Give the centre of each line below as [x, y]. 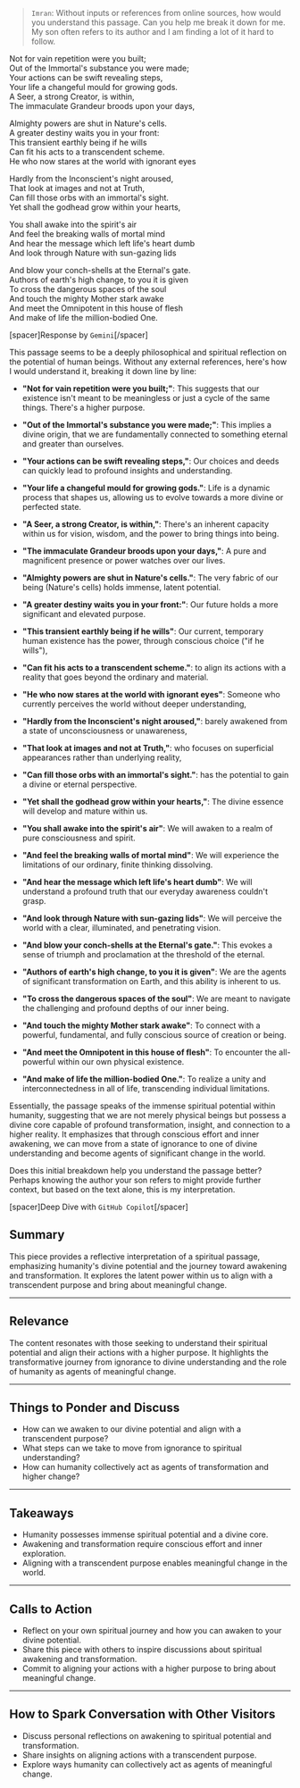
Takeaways [42, 1513]
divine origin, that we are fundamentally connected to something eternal [155, 434]
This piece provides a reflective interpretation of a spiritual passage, [135, 1256]
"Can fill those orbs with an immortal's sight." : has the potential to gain [155, 775]
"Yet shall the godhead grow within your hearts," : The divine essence [153, 802]
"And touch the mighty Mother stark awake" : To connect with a [141, 1025]
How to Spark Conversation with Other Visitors [142, 1714]
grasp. [34, 901]
